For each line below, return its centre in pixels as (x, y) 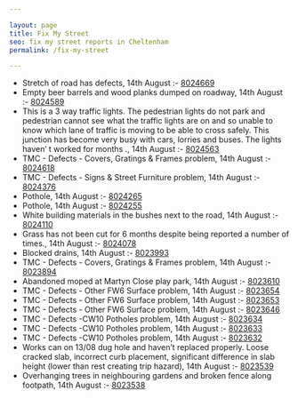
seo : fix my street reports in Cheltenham (89, 42)
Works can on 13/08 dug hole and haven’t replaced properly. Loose (145, 347)
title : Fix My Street (49, 33)
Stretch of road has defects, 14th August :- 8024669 (118, 83)
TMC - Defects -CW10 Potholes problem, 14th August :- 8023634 (142, 319)
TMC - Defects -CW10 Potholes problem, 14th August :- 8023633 (142, 329)
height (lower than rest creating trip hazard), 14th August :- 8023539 (148, 366)
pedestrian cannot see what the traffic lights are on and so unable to (147, 121)
